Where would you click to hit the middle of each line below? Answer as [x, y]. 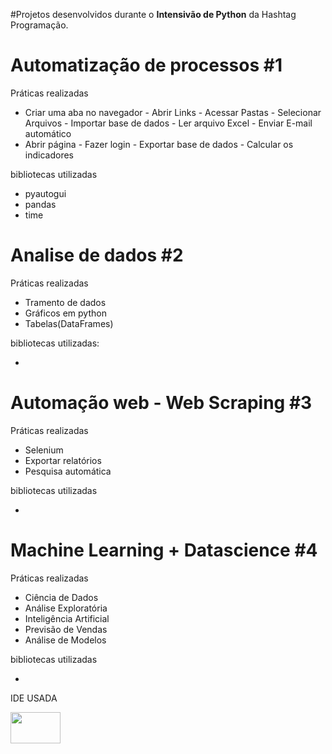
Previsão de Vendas [66, 629]
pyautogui [45, 193]
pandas [40, 204]
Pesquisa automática [68, 471]
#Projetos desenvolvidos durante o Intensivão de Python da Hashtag [153, 14]
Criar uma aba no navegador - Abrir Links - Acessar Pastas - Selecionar [173, 112]
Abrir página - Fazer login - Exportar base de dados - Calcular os [159, 144]
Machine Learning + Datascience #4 [164, 550]
